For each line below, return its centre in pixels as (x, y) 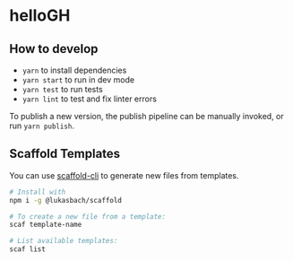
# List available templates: (64, 241)
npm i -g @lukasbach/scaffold (66, 200)
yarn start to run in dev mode (78, 80)
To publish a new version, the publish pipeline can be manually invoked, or (146, 116)
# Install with (38, 192)
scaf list (28, 249)
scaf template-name (46, 225)
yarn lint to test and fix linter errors (89, 99)
